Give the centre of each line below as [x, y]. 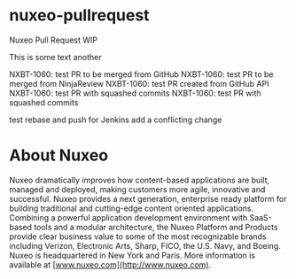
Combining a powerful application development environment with [129, 217]
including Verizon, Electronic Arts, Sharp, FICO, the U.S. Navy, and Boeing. [145, 245]
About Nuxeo [59, 155]
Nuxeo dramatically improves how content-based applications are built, [140, 180]
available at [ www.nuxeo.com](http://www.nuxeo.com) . [110, 264]
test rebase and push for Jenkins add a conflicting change [116, 120]
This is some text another [55, 57]
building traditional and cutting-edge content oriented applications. [132, 208]
